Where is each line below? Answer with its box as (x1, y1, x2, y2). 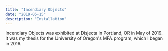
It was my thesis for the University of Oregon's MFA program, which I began (5, 35, 163, 41)
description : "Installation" (5, 16, 67, 21)
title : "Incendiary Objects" (5, 7, 67, 12)
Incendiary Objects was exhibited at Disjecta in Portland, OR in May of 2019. (5, 30, 163, 36)
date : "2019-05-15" (5, 12, 46, 17)
